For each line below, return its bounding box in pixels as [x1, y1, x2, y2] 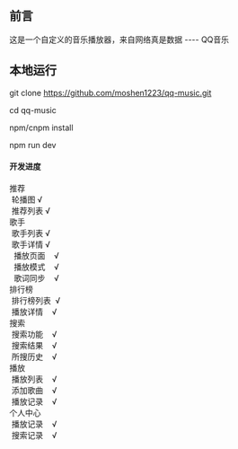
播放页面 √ [13, 250, 60, 260]
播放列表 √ [11, 374, 57, 384]
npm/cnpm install [9, 122, 74, 133]
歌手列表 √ [11, 227, 51, 238]
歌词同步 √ [13, 272, 60, 283]
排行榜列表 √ [11, 295, 61, 305]
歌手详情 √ [11, 239, 51, 250]
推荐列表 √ [11, 205, 51, 216]
